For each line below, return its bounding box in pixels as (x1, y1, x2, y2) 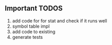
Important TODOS (5, 4, 63, 13)
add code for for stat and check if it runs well (12, 17, 107, 24)
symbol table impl (12, 23, 50, 29)
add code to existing (12, 28, 56, 35)
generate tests (12, 34, 43, 40)
